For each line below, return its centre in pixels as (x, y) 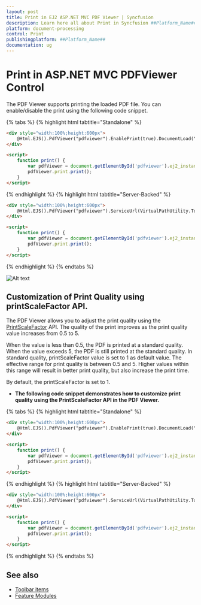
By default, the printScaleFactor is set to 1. (58, 382)
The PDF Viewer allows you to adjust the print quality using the (83, 320)
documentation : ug (29, 46)
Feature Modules (36, 595)
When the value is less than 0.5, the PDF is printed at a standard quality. (95, 345)
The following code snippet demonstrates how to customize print (98, 394)
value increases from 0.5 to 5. (43, 334)
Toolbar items (32, 589)
